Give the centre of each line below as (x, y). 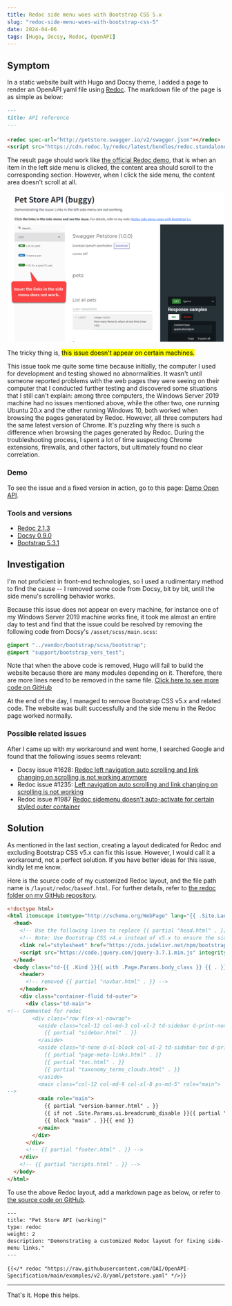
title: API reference (38, 118)
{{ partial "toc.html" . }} (85, 1062)
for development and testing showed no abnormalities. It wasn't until (105, 373)
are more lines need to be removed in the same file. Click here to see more (113, 680)
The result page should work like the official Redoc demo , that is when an (112, 160)
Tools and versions (40, 513)
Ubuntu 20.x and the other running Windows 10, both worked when (103, 411)
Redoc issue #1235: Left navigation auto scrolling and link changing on (117, 784)
